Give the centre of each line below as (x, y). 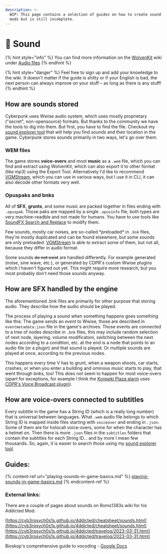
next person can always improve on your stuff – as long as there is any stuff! (83, 83)
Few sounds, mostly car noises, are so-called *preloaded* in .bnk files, (78, 232)
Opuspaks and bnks (30, 195)
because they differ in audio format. (42, 248)
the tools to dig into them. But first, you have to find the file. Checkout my (80, 127)
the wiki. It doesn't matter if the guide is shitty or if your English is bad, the (81, 78)
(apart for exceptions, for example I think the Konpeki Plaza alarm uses (78, 379)
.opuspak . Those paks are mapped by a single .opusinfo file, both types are (83, 211)
